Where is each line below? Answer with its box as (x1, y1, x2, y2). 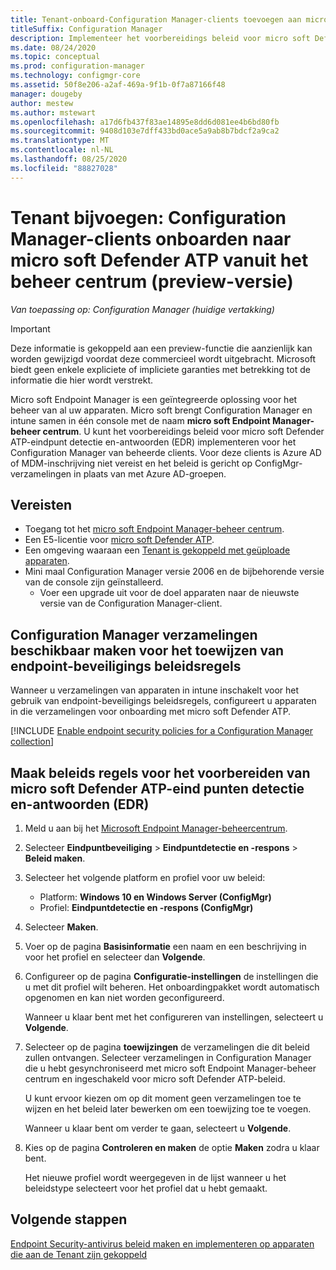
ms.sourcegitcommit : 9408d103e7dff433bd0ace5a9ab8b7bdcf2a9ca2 (10, 126, 280, 136)
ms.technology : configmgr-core (10, 71, 141, 81)
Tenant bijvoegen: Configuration (10, 206, 287, 229)
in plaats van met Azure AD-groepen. (73, 467, 227, 480)
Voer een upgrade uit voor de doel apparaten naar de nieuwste (39, 587, 300, 599)
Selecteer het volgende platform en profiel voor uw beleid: (24, 872, 266, 883)
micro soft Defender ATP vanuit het (10, 249, 309, 271)
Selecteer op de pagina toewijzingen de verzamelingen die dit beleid (24, 1041, 310, 1053)
